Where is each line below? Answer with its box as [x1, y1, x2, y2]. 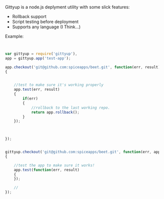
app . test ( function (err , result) [14, 167, 80, 172]
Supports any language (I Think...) [12, 24, 81, 30]
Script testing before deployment [12, 19, 79, 24]
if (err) [22, 96, 38, 101]
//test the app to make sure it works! [14, 163, 95, 168]
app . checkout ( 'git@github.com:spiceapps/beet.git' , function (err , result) [5, 64, 161, 70]
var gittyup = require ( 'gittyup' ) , [5, 51, 78, 56]
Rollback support [12, 14, 47, 19]
